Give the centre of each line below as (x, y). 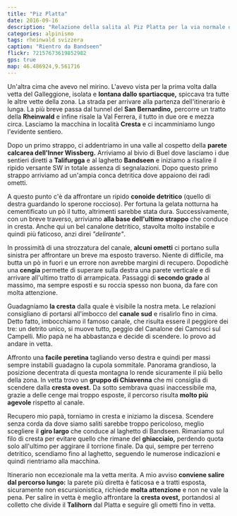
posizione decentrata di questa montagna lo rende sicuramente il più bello (115, 372)
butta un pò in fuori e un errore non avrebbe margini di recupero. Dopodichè (118, 263)
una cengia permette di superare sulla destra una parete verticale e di (109, 270)
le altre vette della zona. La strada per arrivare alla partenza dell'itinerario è (116, 101)
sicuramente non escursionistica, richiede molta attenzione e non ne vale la (118, 490)
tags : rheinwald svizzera (45, 40)
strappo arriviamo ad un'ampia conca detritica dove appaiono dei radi (109, 175)
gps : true (22, 60)
